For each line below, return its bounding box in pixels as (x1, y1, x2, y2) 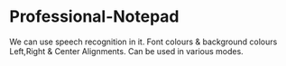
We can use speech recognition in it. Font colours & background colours (9, 36, 278, 47)
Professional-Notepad (9, 6, 180, 27)
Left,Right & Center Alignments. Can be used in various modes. (9, 45, 244, 56)
